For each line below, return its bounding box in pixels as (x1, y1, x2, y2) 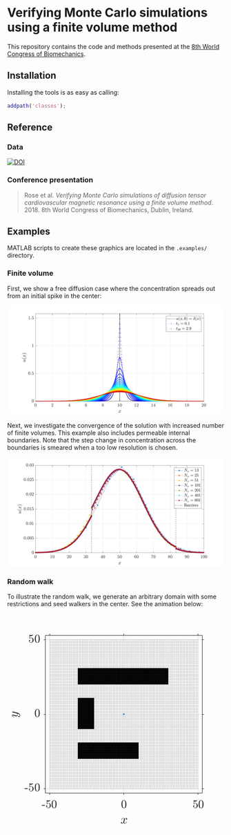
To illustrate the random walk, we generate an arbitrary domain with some (7, 592, 217, 601)
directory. (7, 251, 34, 260)
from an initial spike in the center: (7, 292, 102, 300)
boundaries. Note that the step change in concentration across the (7, 435, 197, 444)
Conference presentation (7, 175, 94, 185)
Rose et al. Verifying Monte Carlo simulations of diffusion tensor (23, 191, 207, 199)
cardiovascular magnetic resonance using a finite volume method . (23, 198, 214, 207)
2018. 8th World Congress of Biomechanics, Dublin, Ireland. (23, 205, 194, 214)
